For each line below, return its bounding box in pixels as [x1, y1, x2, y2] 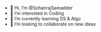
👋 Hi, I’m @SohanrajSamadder [10, 5, 73, 11]
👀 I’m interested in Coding [10, 10, 64, 16]
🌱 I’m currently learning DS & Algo [10, 16, 81, 21]
